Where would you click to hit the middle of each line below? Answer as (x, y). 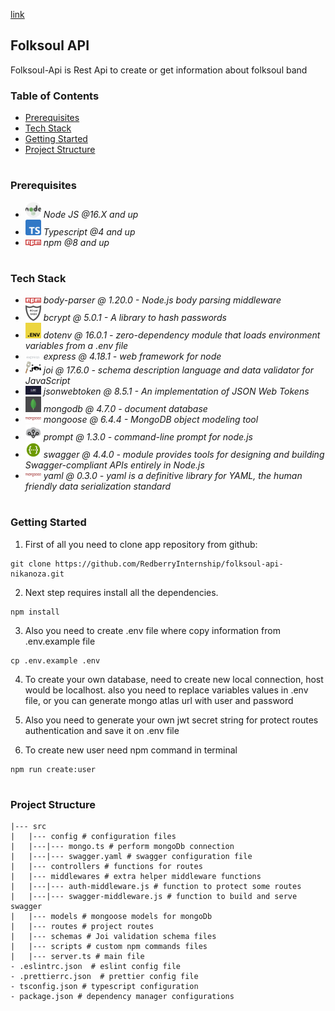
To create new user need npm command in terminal (131, 750)
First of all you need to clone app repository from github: (141, 544)
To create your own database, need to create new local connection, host (174, 679)
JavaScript (47, 381)
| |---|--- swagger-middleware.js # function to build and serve (154, 897)
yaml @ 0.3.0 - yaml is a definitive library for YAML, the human (173, 476)
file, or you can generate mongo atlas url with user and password (159, 700)
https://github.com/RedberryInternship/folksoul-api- (169, 564)
